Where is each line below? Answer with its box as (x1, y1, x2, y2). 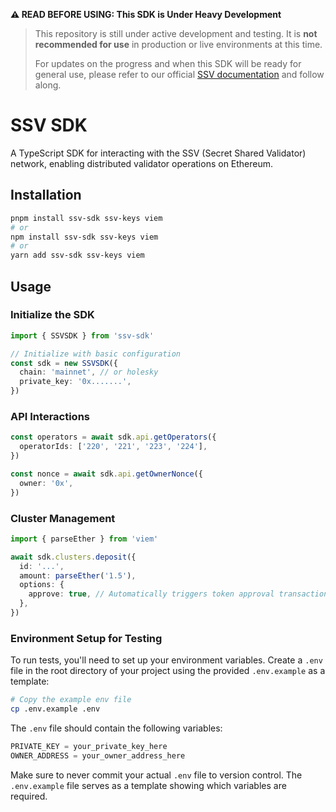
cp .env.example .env (10, 704, 101, 714)
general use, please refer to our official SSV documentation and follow (34, 69, 325, 80)
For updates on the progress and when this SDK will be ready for (34, 58, 302, 69)
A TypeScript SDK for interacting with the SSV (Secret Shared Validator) (10, 147, 307, 159)
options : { (19, 580, 65, 590)
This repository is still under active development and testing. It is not (34, 28, 318, 39)
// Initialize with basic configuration (10, 349, 182, 359)
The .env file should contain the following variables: (10, 722, 223, 734)
